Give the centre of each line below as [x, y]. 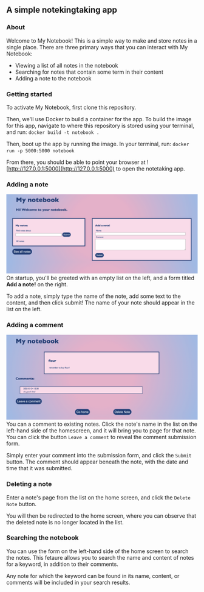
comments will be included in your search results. [68, 582]
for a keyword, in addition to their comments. [62, 564]
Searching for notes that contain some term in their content [89, 72]
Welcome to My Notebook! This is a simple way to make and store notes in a [102, 41]
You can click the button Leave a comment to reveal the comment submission [101, 437]
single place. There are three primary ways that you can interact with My [97, 47]
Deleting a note [29, 484]
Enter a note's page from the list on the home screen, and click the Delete [99, 497]
